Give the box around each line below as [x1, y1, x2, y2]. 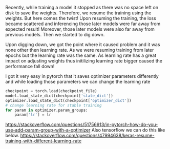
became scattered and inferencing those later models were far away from [5, 20, 161, 27]
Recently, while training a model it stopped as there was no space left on [5, 5, 159, 10]
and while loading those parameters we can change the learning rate [5, 79, 151, 84]
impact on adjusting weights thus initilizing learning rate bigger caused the [5, 58, 163, 63]
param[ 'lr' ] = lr [14, 112, 52, 117]
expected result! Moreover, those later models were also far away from [5, 26, 155, 32]
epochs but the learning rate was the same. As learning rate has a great [5, 52, 157, 58]
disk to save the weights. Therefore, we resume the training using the [5, 10, 152, 16]
